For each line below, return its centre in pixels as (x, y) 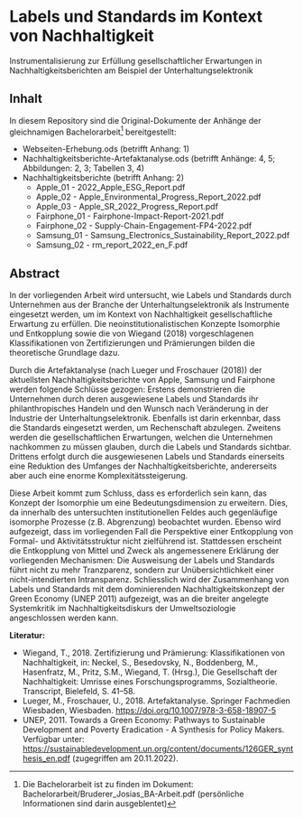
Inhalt (26, 99)
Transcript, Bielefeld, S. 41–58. (78, 692)
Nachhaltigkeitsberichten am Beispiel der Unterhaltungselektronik (132, 70)
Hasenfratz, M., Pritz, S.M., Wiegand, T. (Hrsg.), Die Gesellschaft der (150, 672)
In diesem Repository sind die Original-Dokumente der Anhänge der (135, 120)
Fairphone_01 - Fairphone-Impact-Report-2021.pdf (130, 216)
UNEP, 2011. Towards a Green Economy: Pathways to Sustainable (144, 720)
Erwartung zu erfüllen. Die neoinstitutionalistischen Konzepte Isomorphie (145, 324)
